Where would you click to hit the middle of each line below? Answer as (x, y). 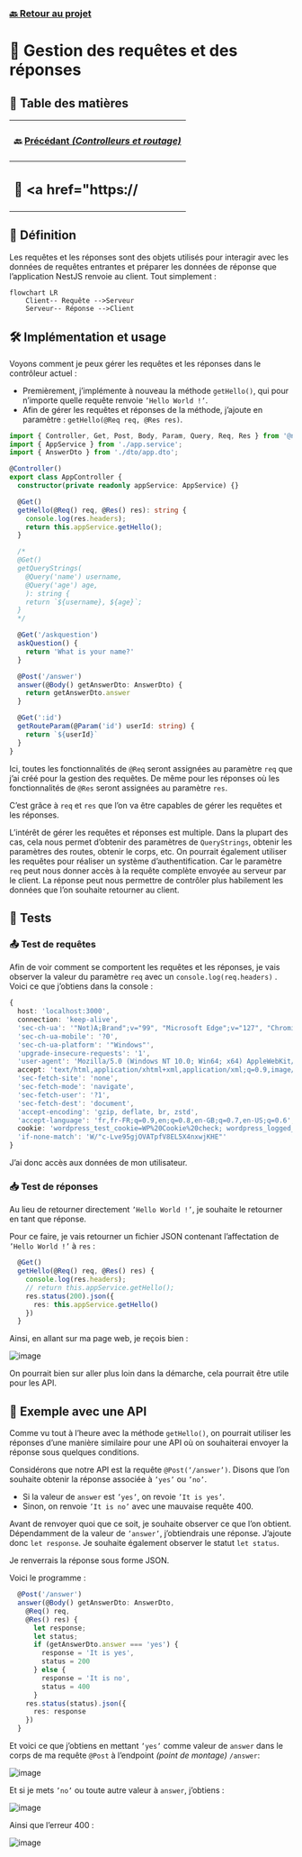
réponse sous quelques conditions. (74, 1452)
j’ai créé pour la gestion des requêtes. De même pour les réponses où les (145, 778)
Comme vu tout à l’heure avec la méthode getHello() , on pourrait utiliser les (151, 1433)
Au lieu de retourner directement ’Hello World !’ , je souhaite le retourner (146, 1210)
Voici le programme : (48, 1578)
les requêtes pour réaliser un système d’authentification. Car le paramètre (146, 861)
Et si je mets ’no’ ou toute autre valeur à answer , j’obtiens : (117, 1790)
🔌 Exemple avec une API (78, 1411)
